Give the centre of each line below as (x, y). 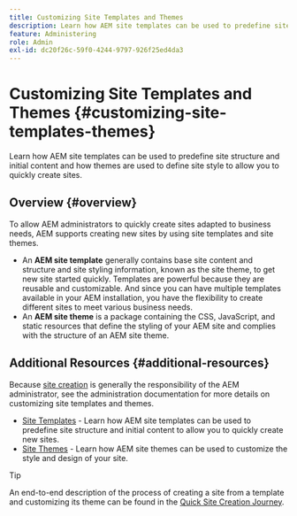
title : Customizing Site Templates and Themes (96, 17)
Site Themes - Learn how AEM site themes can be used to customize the (155, 449)
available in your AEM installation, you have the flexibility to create (142, 297)
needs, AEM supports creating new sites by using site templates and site (141, 233)
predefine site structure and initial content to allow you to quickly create (152, 429)
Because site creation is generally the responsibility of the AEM (125, 384)
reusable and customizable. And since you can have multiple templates (151, 288)
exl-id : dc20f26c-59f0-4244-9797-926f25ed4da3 (96, 50)
